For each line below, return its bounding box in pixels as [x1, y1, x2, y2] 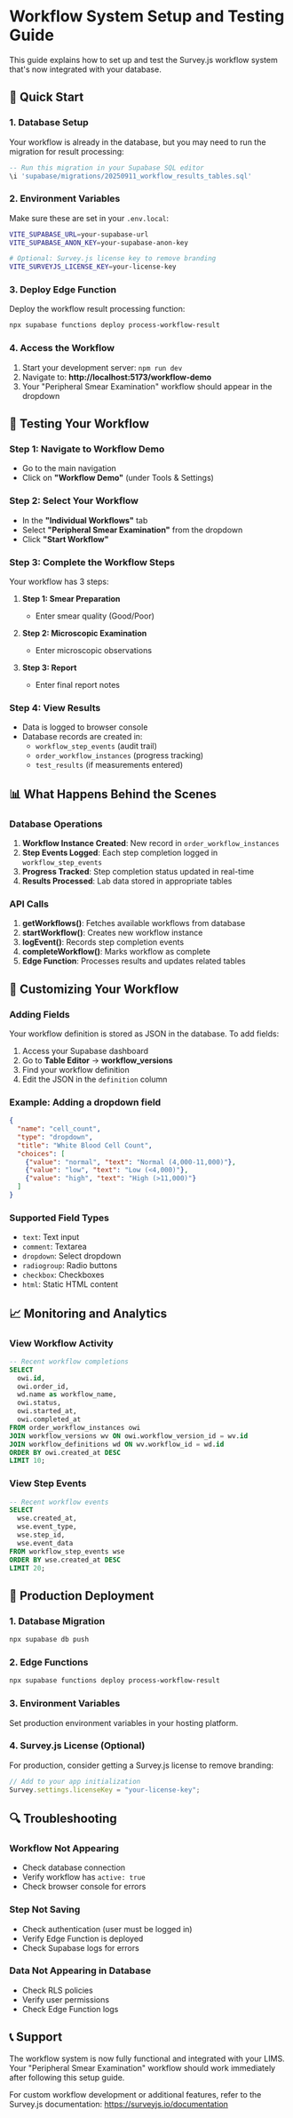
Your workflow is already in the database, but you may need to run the [9, 136, 266, 148]
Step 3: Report [21, 662, 77, 673]
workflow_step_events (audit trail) [35, 740, 158, 752]
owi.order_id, [17, 1382, 69, 1391]
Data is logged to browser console [21, 722, 148, 732]
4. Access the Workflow [9, 342, 115, 355]
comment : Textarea [21, 1242, 87, 1252]
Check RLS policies [21, 1985, 93, 1995]
